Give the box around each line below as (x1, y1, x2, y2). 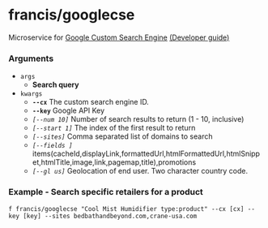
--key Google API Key (32, 105, 105, 115)
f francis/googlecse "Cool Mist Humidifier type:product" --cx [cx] (8, 204, 245, 213)
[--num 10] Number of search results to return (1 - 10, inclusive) (32, 114, 245, 124)
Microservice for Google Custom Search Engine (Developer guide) (8, 32, 230, 42)
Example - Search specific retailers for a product (8, 187, 204, 198)
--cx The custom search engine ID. (32, 97, 150, 107)
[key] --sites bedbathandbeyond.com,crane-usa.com (23, 212, 198, 220)
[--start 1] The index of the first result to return (32, 123, 196, 133)
